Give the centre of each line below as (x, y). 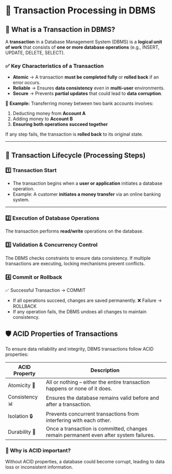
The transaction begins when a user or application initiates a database (88, 183)
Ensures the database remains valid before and (102, 398)
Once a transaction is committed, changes (96, 428)
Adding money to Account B (43, 119)
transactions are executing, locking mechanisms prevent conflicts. (75, 263)
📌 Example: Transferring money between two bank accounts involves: (79, 103)
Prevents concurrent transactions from (92, 414)
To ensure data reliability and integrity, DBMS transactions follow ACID (79, 349)
